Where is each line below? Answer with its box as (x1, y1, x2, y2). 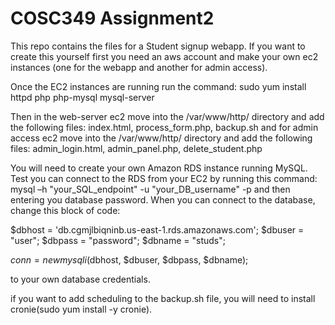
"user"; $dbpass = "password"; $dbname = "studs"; (10, 234, 226, 246)
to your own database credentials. (10, 273, 151, 285)
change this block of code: (10, 204, 121, 216)
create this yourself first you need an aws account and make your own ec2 (10, 50, 319, 62)
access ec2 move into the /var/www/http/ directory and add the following (10, 132, 313, 144)
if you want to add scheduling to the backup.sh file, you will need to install (10, 292, 316, 304)
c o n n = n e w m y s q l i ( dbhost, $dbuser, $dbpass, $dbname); (10, 253, 249, 266)
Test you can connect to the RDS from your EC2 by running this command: (10, 172, 318, 184)
